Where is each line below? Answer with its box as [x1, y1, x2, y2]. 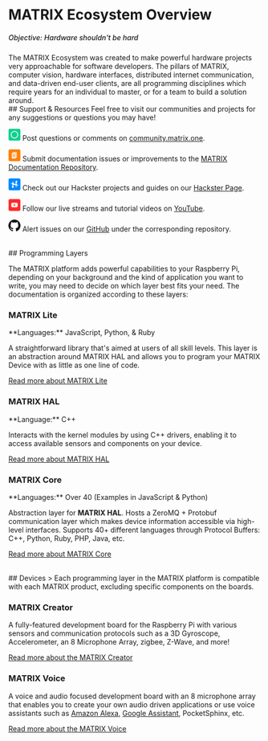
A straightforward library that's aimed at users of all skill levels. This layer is [8, 343, 258, 353]
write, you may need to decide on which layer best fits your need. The [8, 281, 240, 291]
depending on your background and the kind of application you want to [8, 272, 244, 282]
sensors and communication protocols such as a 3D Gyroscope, [8, 628, 221, 638]
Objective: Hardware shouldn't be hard [8, 32, 139, 42]
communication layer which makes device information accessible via [8, 517, 235, 526]
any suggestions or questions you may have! [8, 113, 156, 122]
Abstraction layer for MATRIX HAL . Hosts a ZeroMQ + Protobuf [8, 508, 217, 518]
